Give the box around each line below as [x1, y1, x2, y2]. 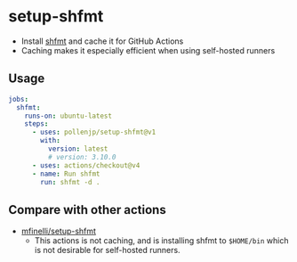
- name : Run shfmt [31, 169, 100, 178]
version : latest [47, 144, 108, 153]
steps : [24, 119, 49, 128]
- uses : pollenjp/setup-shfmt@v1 [31, 127, 157, 137]
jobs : [8, 94, 28, 103]
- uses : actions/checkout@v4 [31, 160, 140, 170]
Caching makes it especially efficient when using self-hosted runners [20, 45, 276, 55]
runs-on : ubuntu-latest [24, 111, 113, 120]
